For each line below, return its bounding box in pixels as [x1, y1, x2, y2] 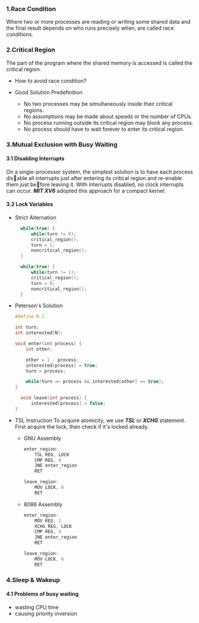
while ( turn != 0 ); [30, 231, 77, 237]
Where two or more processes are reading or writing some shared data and [6, 18, 191, 26]
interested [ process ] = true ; [26, 362, 98, 369]
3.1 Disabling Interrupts [6, 155, 65, 162]
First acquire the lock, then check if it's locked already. [14, 423, 149, 430]
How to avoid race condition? [14, 77, 87, 84]
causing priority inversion [14, 610, 77, 617]
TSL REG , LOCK [34, 451, 70, 458]
